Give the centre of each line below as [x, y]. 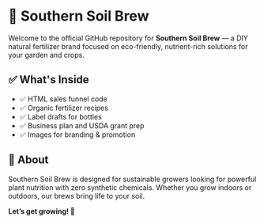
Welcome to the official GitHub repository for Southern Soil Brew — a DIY [128, 38]
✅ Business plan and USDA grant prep [82, 125]
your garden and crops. [46, 55]
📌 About [28, 160]
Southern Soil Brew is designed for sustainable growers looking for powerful [132, 179]
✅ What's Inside [49, 80]
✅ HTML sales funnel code [64, 99]
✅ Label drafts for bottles [61, 116]
